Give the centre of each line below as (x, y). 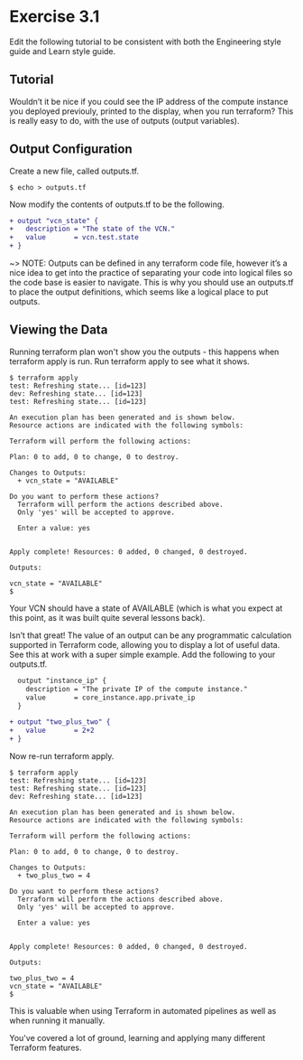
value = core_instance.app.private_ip (110, 698)
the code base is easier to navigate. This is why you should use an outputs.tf (151, 283)
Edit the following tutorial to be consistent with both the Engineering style (145, 42)
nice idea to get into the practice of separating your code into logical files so (151, 273)
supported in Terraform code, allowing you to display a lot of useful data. (145, 644)
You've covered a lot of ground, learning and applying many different (138, 1038)
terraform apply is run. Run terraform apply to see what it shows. (129, 361)
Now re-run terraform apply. (62, 756)
